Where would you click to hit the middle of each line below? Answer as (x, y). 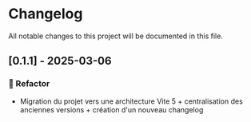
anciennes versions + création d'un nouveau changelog (112, 109)
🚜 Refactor (29, 84)
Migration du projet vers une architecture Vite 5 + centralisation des (131, 101)
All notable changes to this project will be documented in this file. (116, 36)
